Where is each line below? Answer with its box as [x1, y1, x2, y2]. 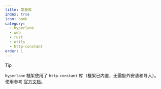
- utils [9, 40, 26, 44]
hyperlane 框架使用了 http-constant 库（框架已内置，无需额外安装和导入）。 [5, 72, 159, 78]
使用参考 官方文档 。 [5, 79, 45, 85]
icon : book [5, 16, 28, 21]
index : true [5, 12, 30, 17]
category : [5, 21, 26, 26]
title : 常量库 [5, 7, 32, 12]
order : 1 [5, 48, 23, 53]
